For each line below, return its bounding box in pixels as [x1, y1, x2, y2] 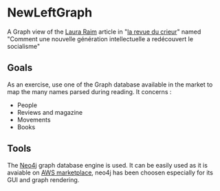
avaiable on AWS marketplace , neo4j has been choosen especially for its [7, 168, 213, 177]
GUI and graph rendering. [7, 175, 80, 183]
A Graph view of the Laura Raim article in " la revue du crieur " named [7, 27, 201, 36]
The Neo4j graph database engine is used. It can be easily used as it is [7, 161, 208, 169]
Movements [16, 115, 51, 124]
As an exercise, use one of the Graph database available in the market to [7, 80, 213, 89]
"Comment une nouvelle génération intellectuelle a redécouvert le [7, 34, 194, 43]
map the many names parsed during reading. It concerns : [7, 87, 172, 95]
